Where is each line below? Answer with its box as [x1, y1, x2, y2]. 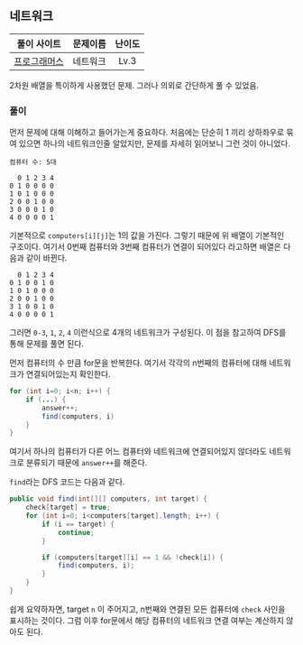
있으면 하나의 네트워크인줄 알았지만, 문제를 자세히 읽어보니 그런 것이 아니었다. [18, 138, 291, 149]
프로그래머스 [14, 55, 65, 68]
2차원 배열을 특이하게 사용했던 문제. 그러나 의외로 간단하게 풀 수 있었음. [9, 79, 260, 90]
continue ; [57, 528, 95, 537]
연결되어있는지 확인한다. [25, 369, 111, 380]
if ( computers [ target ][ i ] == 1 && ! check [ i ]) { [41, 553, 224, 562]
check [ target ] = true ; [25, 503, 111, 512]
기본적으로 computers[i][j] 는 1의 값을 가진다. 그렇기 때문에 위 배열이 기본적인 [9, 230, 285, 241]
